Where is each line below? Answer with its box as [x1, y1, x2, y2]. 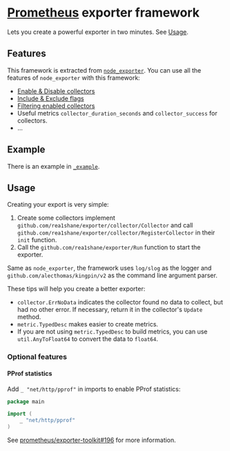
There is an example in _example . [7, 162, 100, 170]
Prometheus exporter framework [7, 5, 200, 21]
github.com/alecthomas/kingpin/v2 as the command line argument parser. [7, 271, 218, 279]
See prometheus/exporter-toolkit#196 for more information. [7, 436, 176, 444]
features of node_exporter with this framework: [7, 73, 140, 82]
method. [17, 313, 41, 321]
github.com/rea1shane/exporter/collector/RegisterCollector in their [17, 228, 215, 237]
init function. [17, 236, 57, 244]
